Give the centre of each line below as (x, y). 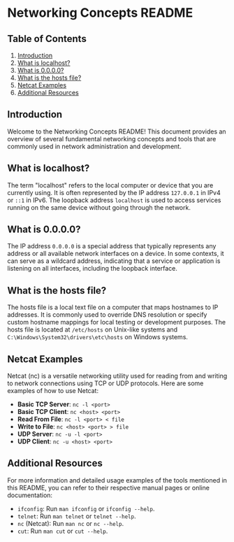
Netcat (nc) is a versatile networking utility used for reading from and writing (117, 376)
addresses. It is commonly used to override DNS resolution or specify (107, 315)
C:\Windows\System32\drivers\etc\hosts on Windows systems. (98, 337)
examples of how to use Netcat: (53, 391)
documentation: (30, 495)
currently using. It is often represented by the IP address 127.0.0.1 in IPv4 (114, 192)
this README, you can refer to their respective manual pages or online (108, 487)
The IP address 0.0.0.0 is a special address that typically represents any (112, 246)
